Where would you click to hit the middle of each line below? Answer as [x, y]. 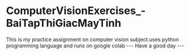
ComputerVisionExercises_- [76, 11]
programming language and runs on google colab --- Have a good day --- [95, 46]
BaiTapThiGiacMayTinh [64, 23]
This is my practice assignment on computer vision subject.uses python [93, 39]
